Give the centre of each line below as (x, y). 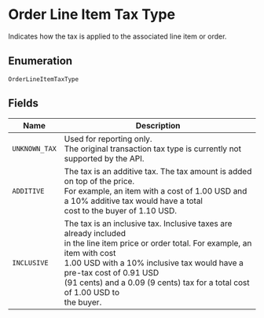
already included (95, 233)
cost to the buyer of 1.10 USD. (121, 210)
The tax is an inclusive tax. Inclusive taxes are (148, 224)
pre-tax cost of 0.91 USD (112, 272)
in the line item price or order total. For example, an (158, 243)
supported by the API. (104, 158)
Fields (24, 104)
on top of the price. (99, 181)
